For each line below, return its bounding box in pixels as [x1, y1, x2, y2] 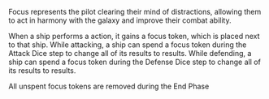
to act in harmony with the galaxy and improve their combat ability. [8, 15, 232, 25]
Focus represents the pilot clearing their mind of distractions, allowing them [8, 7, 262, 16]
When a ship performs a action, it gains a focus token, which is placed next [8, 32, 260, 41]
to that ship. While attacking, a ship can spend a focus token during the [8, 40, 247, 49]
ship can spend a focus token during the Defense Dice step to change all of [8, 57, 262, 67]
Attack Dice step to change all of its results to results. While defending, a [8, 49, 252, 58]
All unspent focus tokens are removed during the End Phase [8, 81, 210, 91]
